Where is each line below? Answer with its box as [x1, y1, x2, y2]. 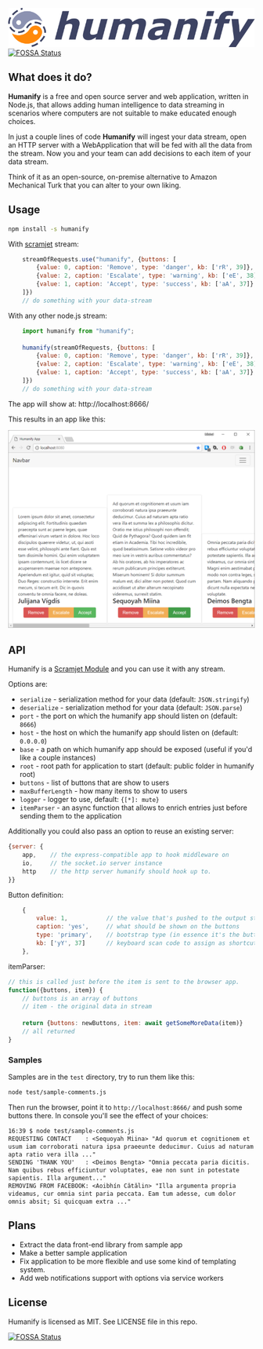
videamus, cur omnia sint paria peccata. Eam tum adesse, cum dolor [8, 1190, 236, 1198]
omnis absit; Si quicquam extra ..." [8, 1198, 131, 1206]
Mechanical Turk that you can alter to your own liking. [8, 180, 182, 190]
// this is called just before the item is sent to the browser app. [8, 978, 240, 986]
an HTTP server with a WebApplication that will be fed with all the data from [8, 140, 253, 149]
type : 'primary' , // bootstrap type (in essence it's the [36, 931, 240, 939]
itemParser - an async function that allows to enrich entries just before [19, 803, 248, 812]
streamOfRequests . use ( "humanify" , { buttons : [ [22, 255, 177, 263]
